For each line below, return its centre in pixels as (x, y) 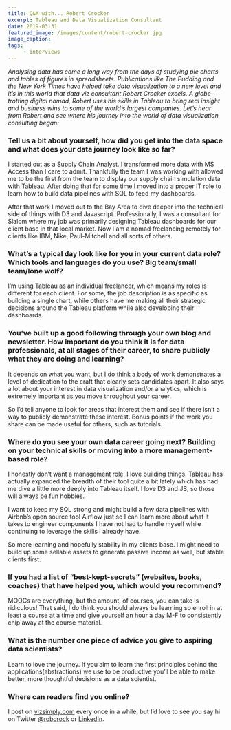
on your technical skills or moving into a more (85, 450)
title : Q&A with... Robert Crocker (59, 13)
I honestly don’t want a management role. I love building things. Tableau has (115, 474)
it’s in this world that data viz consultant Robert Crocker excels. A (101, 93)
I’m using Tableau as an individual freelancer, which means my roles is (107, 286)
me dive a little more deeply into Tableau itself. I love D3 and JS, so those (111, 489)
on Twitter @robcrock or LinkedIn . (56, 719)
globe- (204, 93)
